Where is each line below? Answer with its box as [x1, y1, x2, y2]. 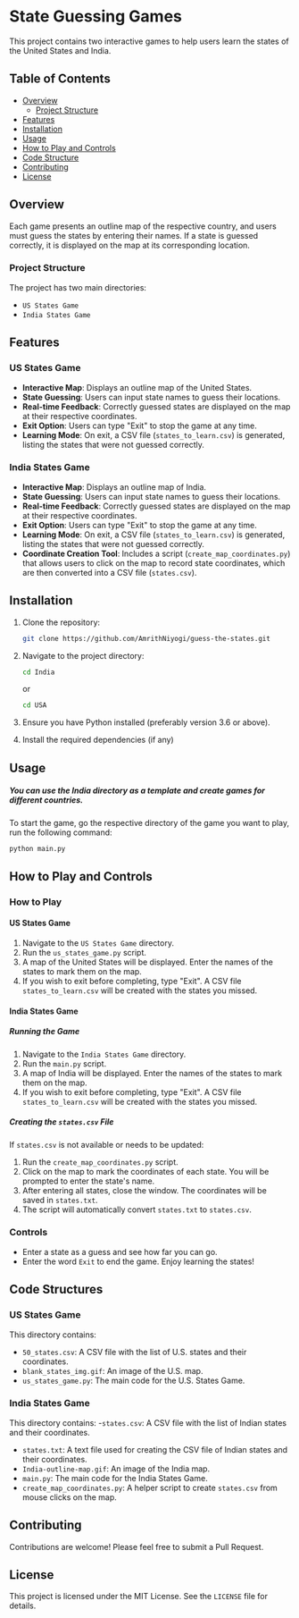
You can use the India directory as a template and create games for [9, 785, 265, 796]
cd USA [21, 701, 47, 710]
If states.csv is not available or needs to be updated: [9, 1139, 204, 1150]
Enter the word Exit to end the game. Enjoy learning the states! [21, 1256, 254, 1267]
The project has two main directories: [9, 282, 147, 292]
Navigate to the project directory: [21, 650, 145, 661]
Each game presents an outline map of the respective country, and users [9, 221, 277, 232]
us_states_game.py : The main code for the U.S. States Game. [21, 1375, 245, 1386]
